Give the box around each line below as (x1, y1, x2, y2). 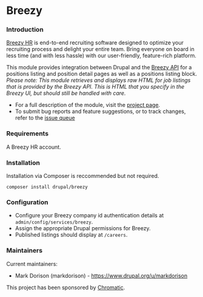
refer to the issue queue (15, 114, 75, 121)
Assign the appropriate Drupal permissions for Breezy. (15, 225, 151, 232)
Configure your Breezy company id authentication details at (15, 212, 164, 219)
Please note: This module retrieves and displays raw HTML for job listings (6, 77, 191, 84)
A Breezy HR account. (6, 143, 62, 151)
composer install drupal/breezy (6, 184, 88, 190)
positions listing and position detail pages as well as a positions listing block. (6, 70, 198, 78)
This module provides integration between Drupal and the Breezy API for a (6, 64, 192, 71)
